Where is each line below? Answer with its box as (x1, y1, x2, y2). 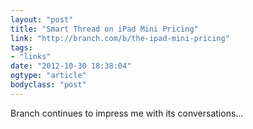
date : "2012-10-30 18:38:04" (10, 61, 132, 71)
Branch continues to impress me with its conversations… (10, 107, 244, 119)
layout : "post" (10, 14, 74, 25)
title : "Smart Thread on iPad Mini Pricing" (10, 24, 199, 34)
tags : (10, 42, 33, 53)
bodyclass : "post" (10, 80, 87, 90)
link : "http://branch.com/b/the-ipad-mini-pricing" (10, 33, 230, 43)
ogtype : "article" (10, 71, 87, 81)
